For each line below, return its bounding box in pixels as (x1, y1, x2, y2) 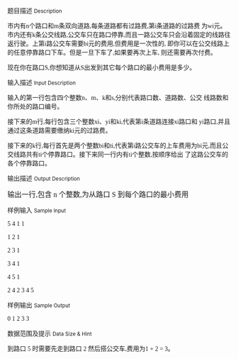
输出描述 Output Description (7, 174, 80, 182)
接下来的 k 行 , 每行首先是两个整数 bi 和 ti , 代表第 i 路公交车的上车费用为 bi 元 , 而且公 (7, 142, 229, 150)
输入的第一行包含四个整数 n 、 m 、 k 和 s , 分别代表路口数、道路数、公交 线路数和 (7, 94, 229, 101)
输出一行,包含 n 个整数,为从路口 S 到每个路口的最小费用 (7, 190, 189, 199)
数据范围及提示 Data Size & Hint (7, 329, 92, 338)
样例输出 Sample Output (7, 301, 71, 309)
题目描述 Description (7, 6, 62, 15)
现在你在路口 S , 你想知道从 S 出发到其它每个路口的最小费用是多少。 (7, 64, 196, 72)
